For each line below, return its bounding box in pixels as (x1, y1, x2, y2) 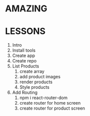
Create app (12, 53, 35, 58)
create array (19, 68, 45, 74)
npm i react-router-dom (19, 95, 68, 101)
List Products (12, 63, 39, 69)
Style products (19, 84, 50, 90)
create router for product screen (19, 105, 85, 112)
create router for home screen (19, 100, 81, 106)
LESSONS (5, 26, 46, 37)
